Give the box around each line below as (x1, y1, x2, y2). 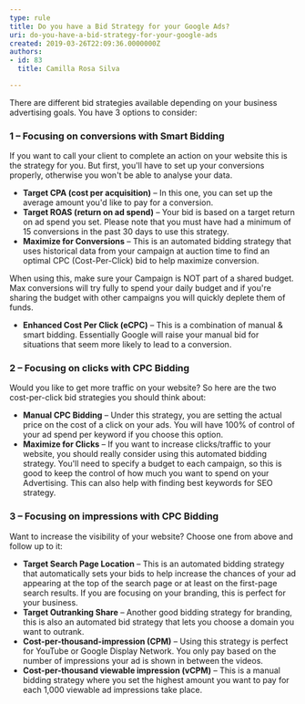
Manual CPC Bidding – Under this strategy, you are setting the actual (22, 409, 282, 420)
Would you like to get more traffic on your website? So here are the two (9, 382, 277, 393)
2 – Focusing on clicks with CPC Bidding (9, 362, 189, 375)
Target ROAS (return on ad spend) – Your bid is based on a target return (22, 207, 296, 218)
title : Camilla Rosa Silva (17, 65, 120, 74)
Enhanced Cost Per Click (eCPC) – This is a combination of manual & (22, 320, 284, 331)
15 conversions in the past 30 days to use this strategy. (22, 226, 229, 237)
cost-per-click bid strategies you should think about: (9, 392, 207, 403)
